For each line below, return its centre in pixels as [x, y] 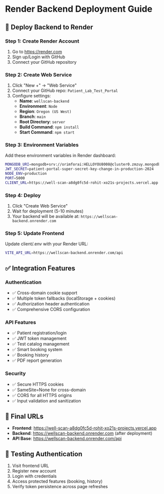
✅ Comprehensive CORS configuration [51, 309]
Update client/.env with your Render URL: [47, 244]
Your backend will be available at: [46, 216]
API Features [21, 322]
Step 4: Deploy [23, 195]
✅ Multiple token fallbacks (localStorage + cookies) [64, 298]
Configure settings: [31, 96]
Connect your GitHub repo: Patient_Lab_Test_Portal [65, 91]
